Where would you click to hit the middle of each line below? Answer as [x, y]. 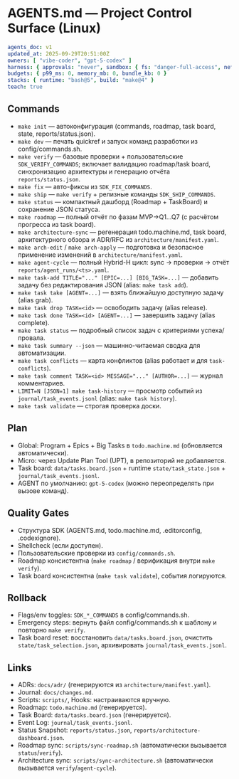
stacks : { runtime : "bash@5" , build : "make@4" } [81, 80]
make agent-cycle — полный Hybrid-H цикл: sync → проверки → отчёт [123, 262]
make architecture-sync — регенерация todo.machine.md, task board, [122, 232]
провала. [31, 338]
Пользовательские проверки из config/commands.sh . [96, 553]
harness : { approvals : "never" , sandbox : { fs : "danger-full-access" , [114, 67]
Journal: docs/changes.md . [55, 692]
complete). [33, 322]
